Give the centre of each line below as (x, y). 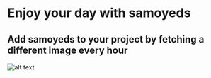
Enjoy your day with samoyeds (99, 13)
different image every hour (68, 50)
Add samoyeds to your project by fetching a (106, 39)
